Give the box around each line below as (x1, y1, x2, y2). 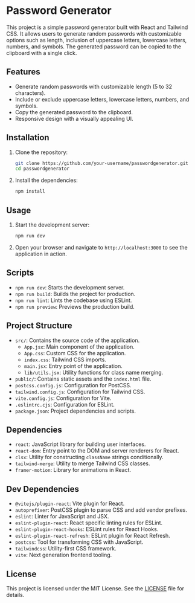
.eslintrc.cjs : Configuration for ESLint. (14, 401, 115, 408)
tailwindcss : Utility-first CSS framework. (14, 545, 117, 552)
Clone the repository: (14, 149, 68, 156)
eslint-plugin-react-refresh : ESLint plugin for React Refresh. (14, 532, 170, 540)
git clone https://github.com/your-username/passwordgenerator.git (14, 160, 188, 166)
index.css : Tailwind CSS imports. (24, 356, 107, 363)
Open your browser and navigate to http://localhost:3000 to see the (14, 243, 188, 251)
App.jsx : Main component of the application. (24, 343, 135, 350)
